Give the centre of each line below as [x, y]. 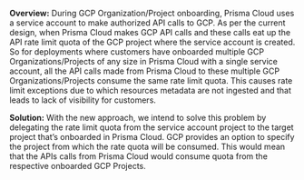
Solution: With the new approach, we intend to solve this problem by [138, 118]
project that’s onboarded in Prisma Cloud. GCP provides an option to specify [152, 137]
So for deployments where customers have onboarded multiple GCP [137, 52]
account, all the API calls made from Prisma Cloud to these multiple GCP [144, 71]
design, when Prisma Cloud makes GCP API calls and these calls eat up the [150, 32]
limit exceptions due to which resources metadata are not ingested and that [151, 90]
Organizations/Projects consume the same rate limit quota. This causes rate [151, 80]
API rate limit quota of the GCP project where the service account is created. [152, 42]
